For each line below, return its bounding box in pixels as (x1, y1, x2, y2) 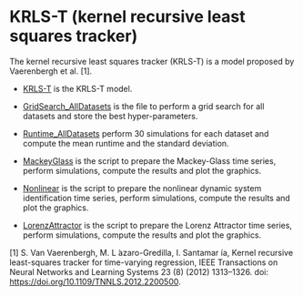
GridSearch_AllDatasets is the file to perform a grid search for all (22, 100, 265, 111)
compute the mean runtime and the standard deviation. (22, 138, 229, 148)
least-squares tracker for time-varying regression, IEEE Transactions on (9, 257, 278, 268)
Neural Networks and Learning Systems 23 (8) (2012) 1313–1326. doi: (9, 266, 268, 277)
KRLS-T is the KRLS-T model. (22, 83, 133, 94)
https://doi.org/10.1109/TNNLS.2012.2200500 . (9, 276, 182, 287)
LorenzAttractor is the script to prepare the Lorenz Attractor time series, (22, 219, 293, 230)
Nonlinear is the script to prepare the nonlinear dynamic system (22, 182, 262, 193)
